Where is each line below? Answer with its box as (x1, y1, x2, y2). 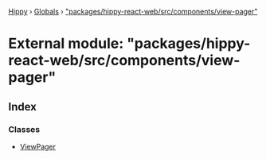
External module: (8, 35, 124, 52)
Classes (8, 123, 41, 134)
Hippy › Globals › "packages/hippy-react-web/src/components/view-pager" (8, 7, 258, 16)
